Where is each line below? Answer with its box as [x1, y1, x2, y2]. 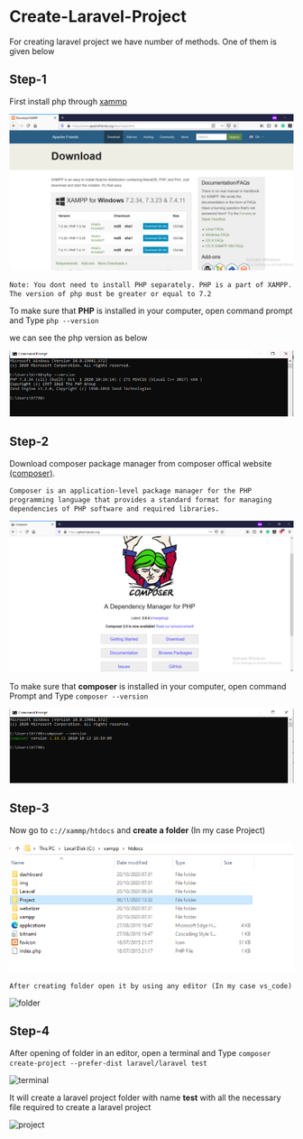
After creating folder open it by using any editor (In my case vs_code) [9, 981, 293, 990]
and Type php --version [9, 315, 99, 326]
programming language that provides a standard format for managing [9, 495, 272, 505]
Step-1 [9, 72, 47, 88]
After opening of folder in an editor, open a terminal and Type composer [9, 1047, 271, 1058]
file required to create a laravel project [9, 1101, 151, 1112]
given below [9, 45, 55, 56]
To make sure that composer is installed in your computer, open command [9, 681, 287, 692]
